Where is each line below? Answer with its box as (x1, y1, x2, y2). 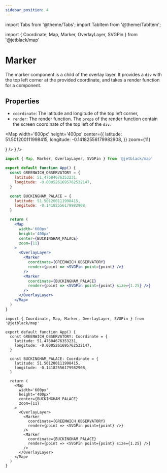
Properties (5, 97, 40, 105)
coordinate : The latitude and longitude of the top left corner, (12, 110, 139, 117)
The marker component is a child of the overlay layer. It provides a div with (5, 71, 162, 77)
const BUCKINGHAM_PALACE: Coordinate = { (10, 356, 99, 361)
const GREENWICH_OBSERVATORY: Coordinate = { (10, 334, 108, 339)
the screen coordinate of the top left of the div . (12, 121, 111, 127)
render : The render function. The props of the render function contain (12, 116, 158, 122)
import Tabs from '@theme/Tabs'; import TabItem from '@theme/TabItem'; (5, 21, 161, 27)
